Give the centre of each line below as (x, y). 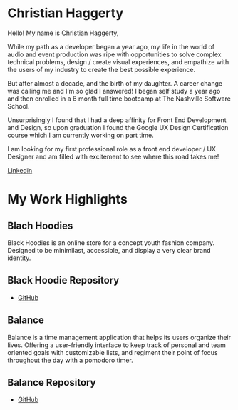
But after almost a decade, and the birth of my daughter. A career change (115, 83)
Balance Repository (52, 382)
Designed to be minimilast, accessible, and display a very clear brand (109, 250)
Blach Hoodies (40, 225)
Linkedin (20, 170)
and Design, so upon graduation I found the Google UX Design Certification (118, 127)
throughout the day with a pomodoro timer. (70, 360)
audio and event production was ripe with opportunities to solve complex (114, 54)
